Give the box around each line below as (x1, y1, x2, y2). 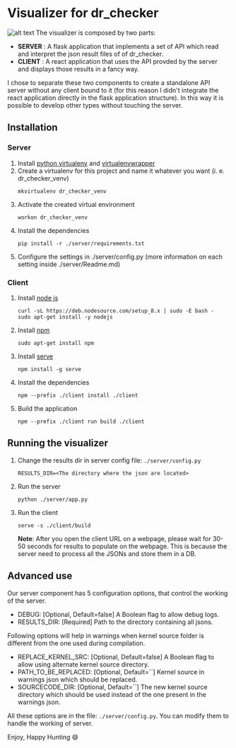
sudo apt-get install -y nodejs (17, 313, 113, 320)
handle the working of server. (7, 719, 93, 727)
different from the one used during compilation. (7, 639, 146, 647)
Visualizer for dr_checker (7, 5, 159, 21)
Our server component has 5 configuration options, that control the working (7, 589, 228, 597)
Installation (7, 122, 58, 134)
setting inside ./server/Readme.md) (17, 260, 121, 268)
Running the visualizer (7, 437, 108, 449)
